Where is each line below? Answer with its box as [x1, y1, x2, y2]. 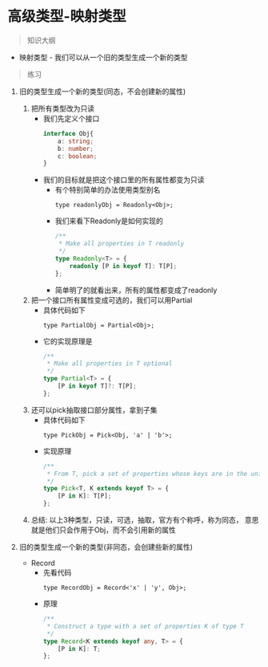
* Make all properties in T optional [46, 360, 173, 368]
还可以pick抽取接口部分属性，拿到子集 [30, 405, 158, 414]
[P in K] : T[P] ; [58, 492, 112, 500]
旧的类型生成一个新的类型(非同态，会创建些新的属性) [18, 543, 194, 552]
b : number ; [58, 144, 94, 153]
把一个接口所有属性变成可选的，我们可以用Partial [30, 295, 193, 305]
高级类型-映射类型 [7, 7, 127, 26]
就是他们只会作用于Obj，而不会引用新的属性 [30, 525, 177, 535]
